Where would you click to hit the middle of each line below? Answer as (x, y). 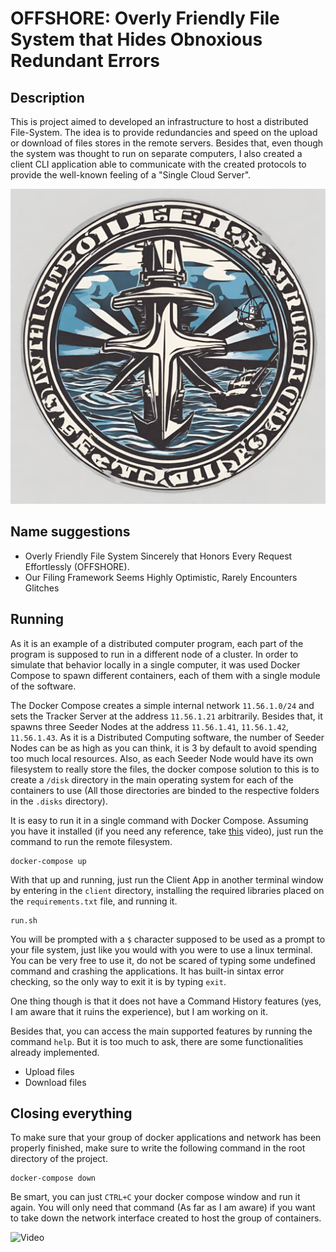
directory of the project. (59, 1159)
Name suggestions (70, 532)
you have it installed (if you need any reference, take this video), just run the (167, 831)
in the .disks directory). (59, 801)
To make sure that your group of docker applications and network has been (166, 1138)
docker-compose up (48, 861)
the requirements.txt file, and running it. (94, 901)
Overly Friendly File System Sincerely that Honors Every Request (158, 556)
